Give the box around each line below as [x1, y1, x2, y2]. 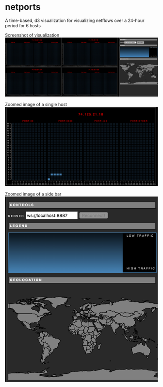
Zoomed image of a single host [5, 101, 67, 107]
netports [5, 1, 41, 13]
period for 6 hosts [5, 22, 41, 28]
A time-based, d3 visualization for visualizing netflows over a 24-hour [5, 18, 145, 23]
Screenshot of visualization [5, 32, 60, 38]
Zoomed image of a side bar [5, 191, 62, 197]
